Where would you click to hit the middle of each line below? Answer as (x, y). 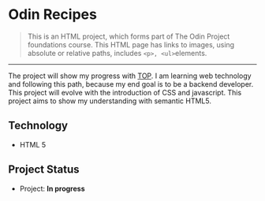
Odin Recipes (52, 15)
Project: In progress (52, 188)
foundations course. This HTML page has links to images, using (131, 44)
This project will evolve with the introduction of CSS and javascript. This (125, 92)
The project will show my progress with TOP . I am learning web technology (130, 76)
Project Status (44, 170)
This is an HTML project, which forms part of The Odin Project (129, 36)
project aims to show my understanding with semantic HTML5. (110, 101)
